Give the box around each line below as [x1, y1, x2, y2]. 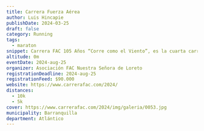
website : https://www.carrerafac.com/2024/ [6, 82, 118, 88]
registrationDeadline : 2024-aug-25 [6, 71, 97, 77]
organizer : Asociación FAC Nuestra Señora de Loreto [6, 65, 143, 71]
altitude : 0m [6, 54, 39, 60]
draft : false [6, 25, 39, 32]
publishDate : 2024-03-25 [6, 20, 69, 26]
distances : [6, 88, 34, 94]
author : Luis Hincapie [6, 14, 64, 21]
